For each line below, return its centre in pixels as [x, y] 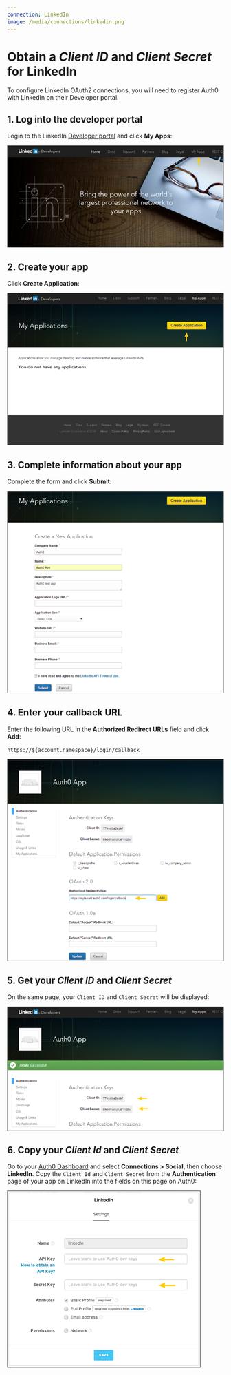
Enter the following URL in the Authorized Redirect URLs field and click [108, 729]
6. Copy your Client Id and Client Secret [93, 1150]
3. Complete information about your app [95, 465]
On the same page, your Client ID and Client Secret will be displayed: [108, 997]
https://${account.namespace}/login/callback [73, 750]
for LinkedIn [42, 71]
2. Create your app [48, 267]
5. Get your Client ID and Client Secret [89, 980]
